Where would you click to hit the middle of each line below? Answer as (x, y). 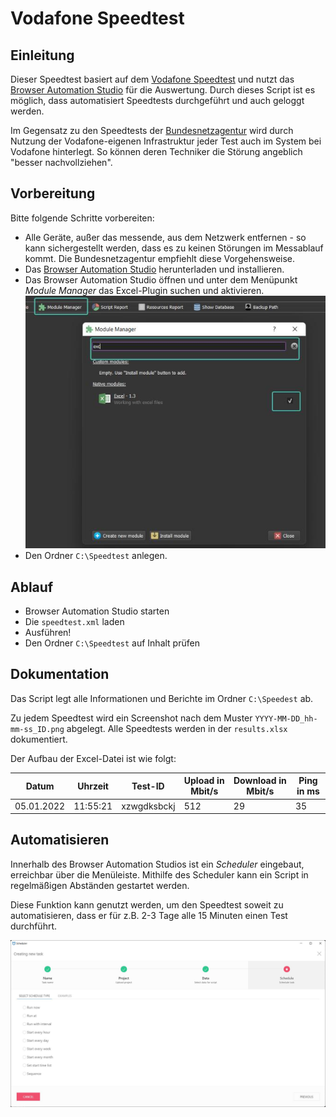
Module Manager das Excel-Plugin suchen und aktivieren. (144, 290)
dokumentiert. (39, 739)
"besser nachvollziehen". (61, 162)
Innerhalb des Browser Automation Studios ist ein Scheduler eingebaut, (157, 864)
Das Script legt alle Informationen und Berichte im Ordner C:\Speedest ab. (162, 698)
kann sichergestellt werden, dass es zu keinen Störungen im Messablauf (174, 248)
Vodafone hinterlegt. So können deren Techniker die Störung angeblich (156, 151)
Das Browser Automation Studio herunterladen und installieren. (154, 269)
